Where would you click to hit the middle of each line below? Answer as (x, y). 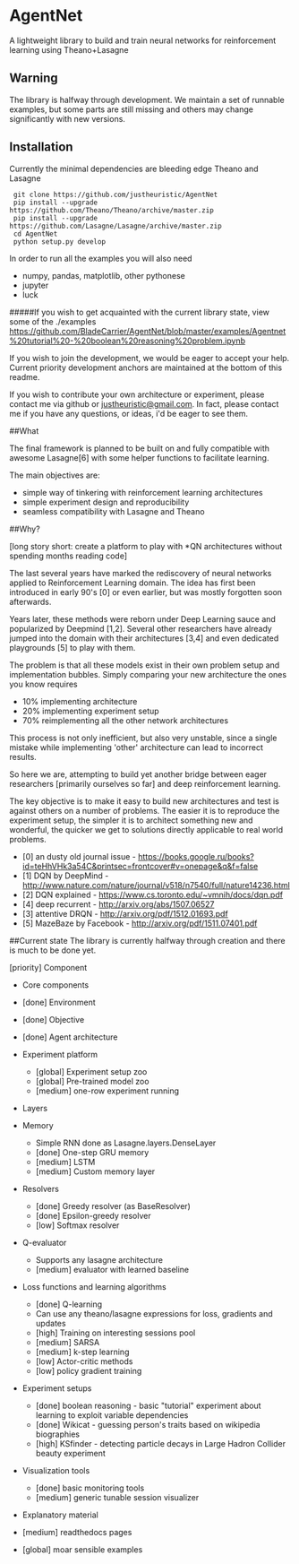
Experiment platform (60, 1054)
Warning (34, 78)
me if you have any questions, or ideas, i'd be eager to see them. (129, 413)
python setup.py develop (59, 242)
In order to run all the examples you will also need (101, 258)
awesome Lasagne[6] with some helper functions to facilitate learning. (139, 457)
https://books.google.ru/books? (196, 856)
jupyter (35, 285)
